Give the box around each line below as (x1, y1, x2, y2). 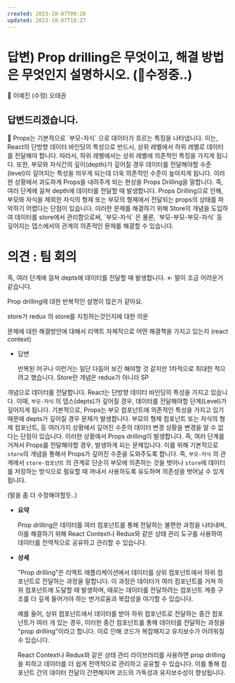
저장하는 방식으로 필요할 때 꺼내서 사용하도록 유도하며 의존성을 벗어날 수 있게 (14, 467, 224, 476)
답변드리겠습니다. (7, 114, 79, 126)
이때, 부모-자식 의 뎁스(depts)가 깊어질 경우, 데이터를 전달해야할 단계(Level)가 (16, 397, 227, 405)
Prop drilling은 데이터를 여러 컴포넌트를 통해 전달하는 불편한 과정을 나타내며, (17, 521, 227, 529)
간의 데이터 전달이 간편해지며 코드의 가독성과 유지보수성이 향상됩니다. (36, 668, 226, 677)
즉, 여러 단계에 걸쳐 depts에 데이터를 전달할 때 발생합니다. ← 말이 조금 (7, 273, 199, 282)
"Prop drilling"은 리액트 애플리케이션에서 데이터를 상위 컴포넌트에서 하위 (17, 568, 216, 577)
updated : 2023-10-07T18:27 (7, 17, 86, 24)
